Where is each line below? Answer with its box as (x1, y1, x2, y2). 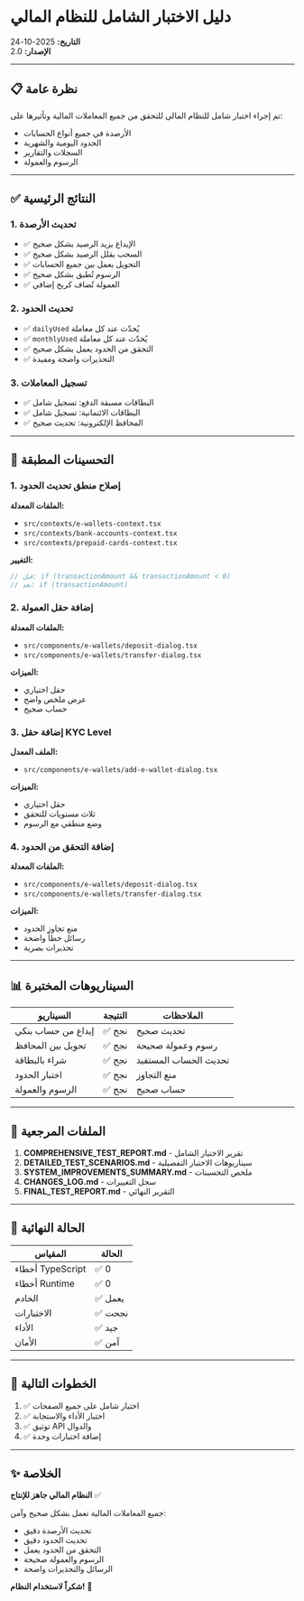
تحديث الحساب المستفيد (135, 1054, 230, 1066)
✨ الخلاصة (10, 1466, 61, 1481)
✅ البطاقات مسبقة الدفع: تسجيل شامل (23, 397, 154, 408)
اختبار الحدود (14, 1068, 62, 1081)
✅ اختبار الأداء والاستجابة (23, 1410, 106, 1421)
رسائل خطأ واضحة (23, 933, 86, 944)
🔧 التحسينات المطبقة (10, 452, 115, 468)
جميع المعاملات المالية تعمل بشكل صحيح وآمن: (10, 1508, 166, 1519)
